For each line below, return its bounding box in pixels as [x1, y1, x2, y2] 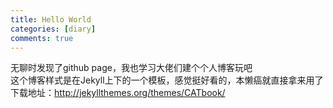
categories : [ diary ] [10, 24, 97, 34]
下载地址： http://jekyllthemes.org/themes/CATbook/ [10, 87, 226, 99]
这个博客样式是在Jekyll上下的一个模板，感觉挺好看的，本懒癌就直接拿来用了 [10, 74, 324, 86]
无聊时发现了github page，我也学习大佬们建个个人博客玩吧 [10, 62, 253, 74]
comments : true [10, 33, 74, 43]
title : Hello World [10, 14, 92, 25]
